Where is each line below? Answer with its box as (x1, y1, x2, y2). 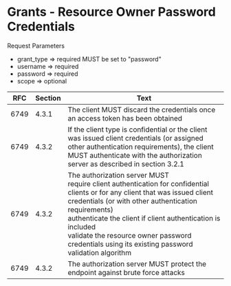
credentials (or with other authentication (67, 196, 197, 205)
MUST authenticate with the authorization (67, 150, 203, 160)
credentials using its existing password (67, 239, 193, 249)
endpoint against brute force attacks (67, 267, 186, 277)
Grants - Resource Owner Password (7, 4, 217, 20)
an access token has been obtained (67, 113, 183, 123)
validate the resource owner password (67, 230, 192, 240)
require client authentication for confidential (67, 178, 210, 188)
